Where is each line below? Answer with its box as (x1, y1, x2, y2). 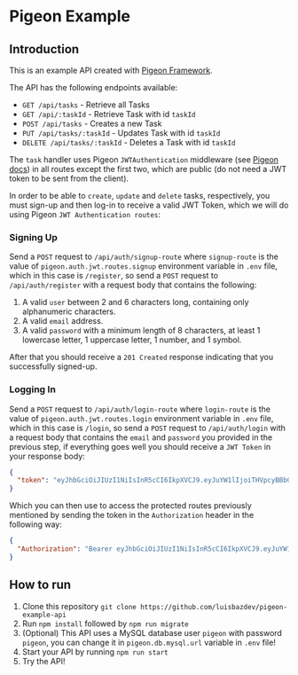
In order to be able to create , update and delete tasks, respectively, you (9, 191, 271, 200)
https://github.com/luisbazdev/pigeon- (140, 602, 288, 611)
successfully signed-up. (9, 361, 98, 372)
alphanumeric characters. (21, 306, 117, 317)
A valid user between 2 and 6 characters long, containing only (21, 297, 250, 308)
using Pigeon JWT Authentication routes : (9, 209, 161, 219)
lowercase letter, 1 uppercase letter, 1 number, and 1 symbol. (21, 334, 242, 345)
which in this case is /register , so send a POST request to (9, 271, 219, 281)
